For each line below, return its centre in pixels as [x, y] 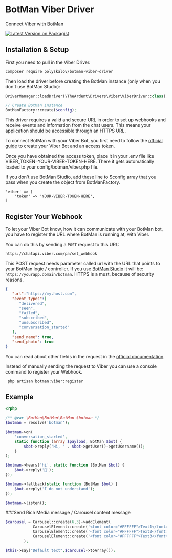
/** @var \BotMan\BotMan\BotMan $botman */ [52, 418]
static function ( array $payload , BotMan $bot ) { [69, 441]
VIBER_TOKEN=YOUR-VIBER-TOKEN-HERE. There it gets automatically [80, 162]
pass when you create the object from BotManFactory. [63, 182]
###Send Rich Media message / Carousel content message [68, 513]
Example [19, 397]
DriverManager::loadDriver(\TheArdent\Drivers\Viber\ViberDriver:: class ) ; [87, 96]
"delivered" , [33, 303]
